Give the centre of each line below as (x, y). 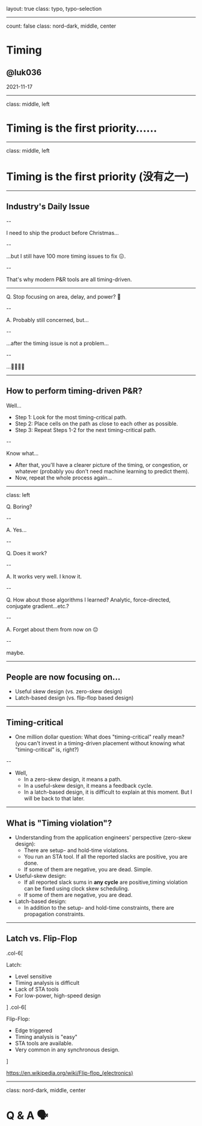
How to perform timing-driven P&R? (75, 391)
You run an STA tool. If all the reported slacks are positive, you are (106, 856)
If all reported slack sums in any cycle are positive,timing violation (106, 882)
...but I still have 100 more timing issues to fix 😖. (66, 256)
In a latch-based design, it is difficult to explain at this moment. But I (108, 792)
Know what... (23, 453)
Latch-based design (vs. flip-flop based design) (74, 698)
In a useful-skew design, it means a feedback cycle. (88, 786)
